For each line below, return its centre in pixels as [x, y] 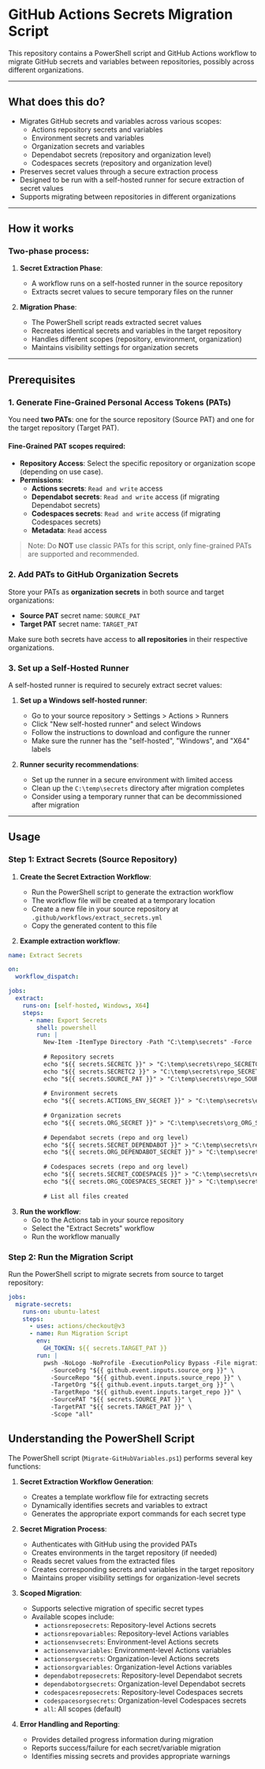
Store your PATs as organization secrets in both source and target [116, 592]
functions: [24, 1466]
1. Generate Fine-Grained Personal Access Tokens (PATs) [119, 402]
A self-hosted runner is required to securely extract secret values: [115, 685]
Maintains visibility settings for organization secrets [115, 348]
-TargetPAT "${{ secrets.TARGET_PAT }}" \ [121, 1407]
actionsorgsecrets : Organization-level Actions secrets [131, 1659]
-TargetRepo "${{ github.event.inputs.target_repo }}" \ [146, 1392]
